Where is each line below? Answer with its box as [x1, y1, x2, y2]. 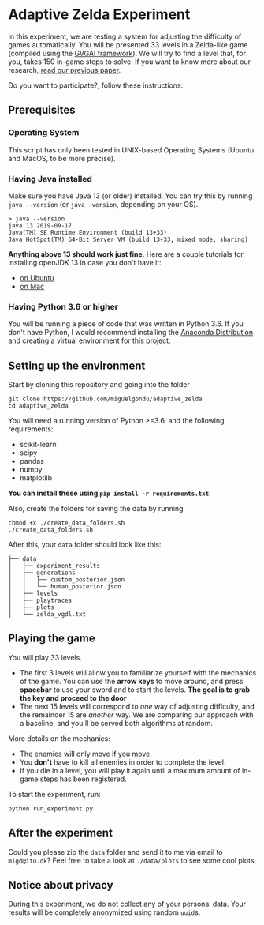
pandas [19, 457, 45, 466]
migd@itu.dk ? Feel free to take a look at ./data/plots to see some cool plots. [8, 855, 257, 865]
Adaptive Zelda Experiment [8, 6, 191, 24]
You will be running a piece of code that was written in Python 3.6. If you [8, 319, 244, 329]
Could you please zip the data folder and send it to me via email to [8, 847, 223, 856]
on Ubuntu [19, 273, 54, 282]
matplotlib [19, 473, 53, 483]
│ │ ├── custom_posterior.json [8, 576, 125, 584]
